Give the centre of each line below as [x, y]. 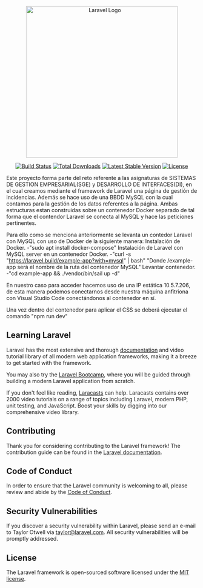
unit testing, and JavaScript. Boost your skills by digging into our [87, 406]
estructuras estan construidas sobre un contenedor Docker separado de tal [101, 210]
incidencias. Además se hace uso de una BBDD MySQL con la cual [90, 197]
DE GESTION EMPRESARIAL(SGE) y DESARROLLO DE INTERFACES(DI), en [99, 184]
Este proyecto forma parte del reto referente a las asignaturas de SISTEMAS [101, 178]
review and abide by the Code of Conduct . [59, 492]
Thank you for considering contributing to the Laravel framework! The [93, 446]
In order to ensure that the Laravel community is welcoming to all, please [97, 486]
